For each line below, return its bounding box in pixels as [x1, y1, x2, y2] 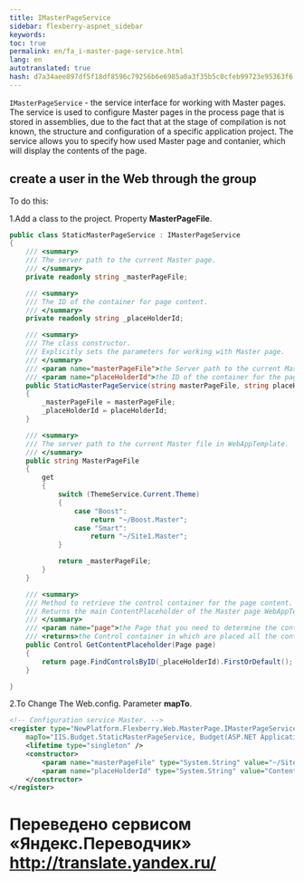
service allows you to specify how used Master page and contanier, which [9, 135, 286, 146]
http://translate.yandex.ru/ [9, 852, 217, 873]
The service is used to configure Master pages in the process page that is [9, 106, 285, 118]
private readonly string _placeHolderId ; [25, 314, 184, 323]
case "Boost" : [73, 506, 128, 516]
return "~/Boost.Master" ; [90, 515, 188, 524]
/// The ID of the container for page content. [25, 297, 208, 306]
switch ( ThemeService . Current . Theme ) [57, 490, 201, 499]
